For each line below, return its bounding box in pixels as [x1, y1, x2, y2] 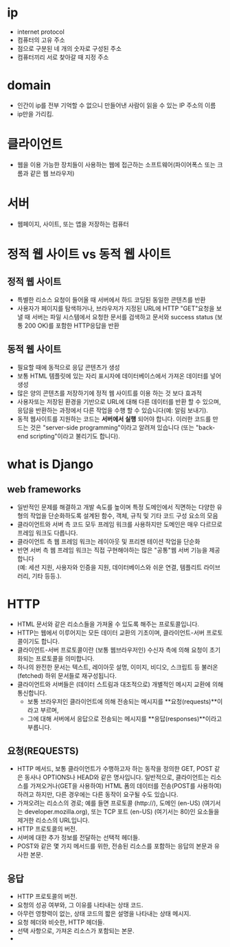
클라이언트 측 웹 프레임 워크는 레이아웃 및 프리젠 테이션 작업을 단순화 [16, 537, 200, 545]
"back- [195, 423, 216, 432]
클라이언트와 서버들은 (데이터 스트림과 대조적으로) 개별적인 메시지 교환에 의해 [16, 680, 224, 688]
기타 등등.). [32, 571, 62, 579]
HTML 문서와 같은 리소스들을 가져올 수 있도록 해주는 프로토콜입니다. [16, 619, 200, 628]
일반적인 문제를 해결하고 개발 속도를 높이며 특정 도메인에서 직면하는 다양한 [16, 502, 216, 511]
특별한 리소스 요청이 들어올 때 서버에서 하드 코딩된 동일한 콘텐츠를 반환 [16, 295, 206, 304]
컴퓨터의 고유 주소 [16, 36, 65, 44]
